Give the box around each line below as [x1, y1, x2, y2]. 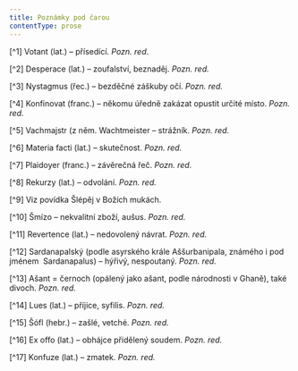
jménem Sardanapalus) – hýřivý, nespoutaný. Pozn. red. [9, 256, 217, 266]
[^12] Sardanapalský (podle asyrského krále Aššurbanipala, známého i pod [9, 246, 285, 257]
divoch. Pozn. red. [9, 282, 76, 293]
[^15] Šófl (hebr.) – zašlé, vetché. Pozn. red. [9, 316, 170, 327]
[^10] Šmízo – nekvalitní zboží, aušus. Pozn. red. [9, 211, 186, 222]
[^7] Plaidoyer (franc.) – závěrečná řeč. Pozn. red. [9, 159, 192, 170]
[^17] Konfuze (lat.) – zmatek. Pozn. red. [9, 351, 156, 362]
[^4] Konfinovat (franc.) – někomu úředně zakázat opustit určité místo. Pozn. [9, 97, 291, 108]
